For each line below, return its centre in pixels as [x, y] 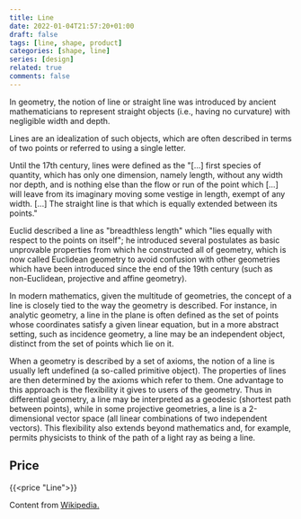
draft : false [34, 34]
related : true [36, 68]
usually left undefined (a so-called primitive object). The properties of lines [148, 371]
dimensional [32, 418]
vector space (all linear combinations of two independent [162, 418]
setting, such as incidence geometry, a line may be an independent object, [147, 334]
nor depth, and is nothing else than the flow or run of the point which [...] [144, 184]
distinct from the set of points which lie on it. [92, 344]
